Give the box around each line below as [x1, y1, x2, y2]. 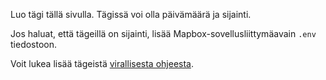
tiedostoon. [10, 39, 58, 50]
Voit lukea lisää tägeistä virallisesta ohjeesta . [10, 58, 194, 69]
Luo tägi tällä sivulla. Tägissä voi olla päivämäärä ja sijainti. [10, 9, 252, 20]
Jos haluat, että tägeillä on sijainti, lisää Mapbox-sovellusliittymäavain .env [10, 28, 317, 39]
